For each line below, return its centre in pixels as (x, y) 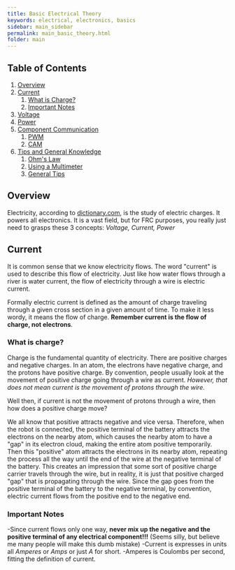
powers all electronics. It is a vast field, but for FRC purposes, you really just (117, 220)
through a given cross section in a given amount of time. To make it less (111, 309)
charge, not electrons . (40, 324)
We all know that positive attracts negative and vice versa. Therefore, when (116, 422)
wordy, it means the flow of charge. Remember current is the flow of (107, 317)
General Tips (46, 174)
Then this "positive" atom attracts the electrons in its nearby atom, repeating (117, 451)
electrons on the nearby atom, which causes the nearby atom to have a (110, 437)
